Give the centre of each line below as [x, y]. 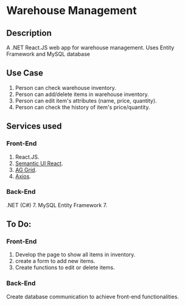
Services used [34, 126]
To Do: [19, 224]
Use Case [25, 73]
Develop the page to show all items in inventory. [75, 255]
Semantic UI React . [39, 163]
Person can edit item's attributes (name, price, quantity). [86, 100]
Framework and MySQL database [48, 54]
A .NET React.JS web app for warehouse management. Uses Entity [90, 47]
